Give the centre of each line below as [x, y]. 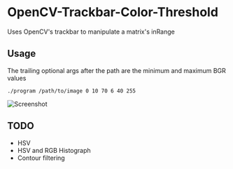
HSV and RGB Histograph [54, 150]
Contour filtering [41, 158]
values [17, 78]
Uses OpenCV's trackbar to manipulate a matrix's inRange [91, 32]
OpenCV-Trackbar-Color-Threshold [113, 12]
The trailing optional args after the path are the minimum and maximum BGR [116, 70]
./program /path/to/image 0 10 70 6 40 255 [72, 91]
